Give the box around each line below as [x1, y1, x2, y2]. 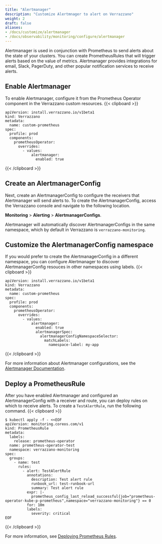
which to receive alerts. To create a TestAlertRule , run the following [5, 403, 141, 409]
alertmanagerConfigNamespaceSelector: [39, 334, 119, 339]
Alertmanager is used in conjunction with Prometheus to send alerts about [5, 47, 154, 54]
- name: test [14, 460, 40, 465]
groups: [9, 456, 25, 461]
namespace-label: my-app [48, 343, 99, 347]
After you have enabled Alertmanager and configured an [5, 393, 118, 399]
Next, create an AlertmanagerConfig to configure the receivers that [5, 192, 140, 198]
